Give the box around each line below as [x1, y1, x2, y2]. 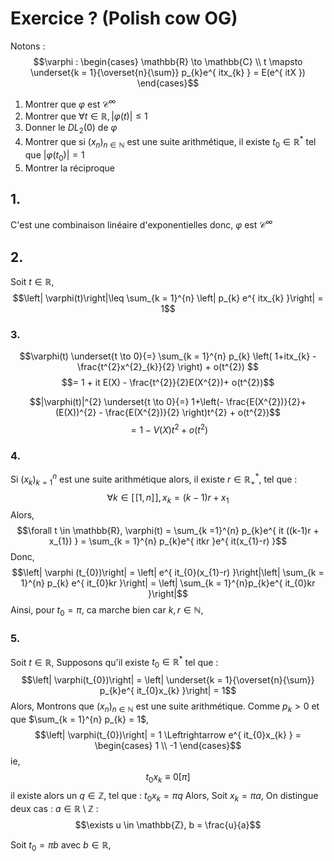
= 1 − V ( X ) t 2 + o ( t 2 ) [130, 422, 209, 436]
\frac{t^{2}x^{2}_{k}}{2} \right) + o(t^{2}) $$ [77, 361, 259, 373]
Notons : [10, 40, 46, 52]
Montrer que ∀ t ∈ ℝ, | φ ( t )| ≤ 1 [24, 110, 148, 122]
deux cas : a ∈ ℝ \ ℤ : [10, 803, 99, 815]
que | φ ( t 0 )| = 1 [24, 148, 85, 163]
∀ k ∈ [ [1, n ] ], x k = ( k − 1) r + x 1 [106, 491, 230, 506]
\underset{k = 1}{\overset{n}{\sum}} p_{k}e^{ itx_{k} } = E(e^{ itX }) [30, 66, 306, 78]
